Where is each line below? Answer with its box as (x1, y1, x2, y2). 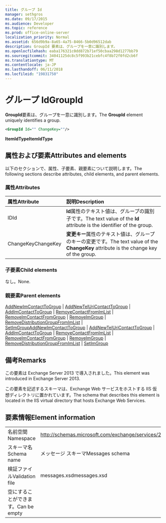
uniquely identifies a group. (5, 117, 61, 123)
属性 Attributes (5, 184, 41, 191)
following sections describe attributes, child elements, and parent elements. (5, 171, 160, 177)
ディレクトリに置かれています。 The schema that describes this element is (9, 392, 160, 398)
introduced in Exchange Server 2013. (5, 376, 81, 382)
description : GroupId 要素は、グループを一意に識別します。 (5, 44, 118, 49)
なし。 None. (5, 279, 31, 285)
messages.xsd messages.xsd (40, 472, 108, 479)
